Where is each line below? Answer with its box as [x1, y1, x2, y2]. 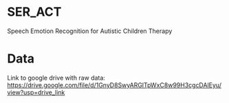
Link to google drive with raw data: [7, 73, 105, 82]
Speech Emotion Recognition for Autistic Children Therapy [7, 27, 173, 35]
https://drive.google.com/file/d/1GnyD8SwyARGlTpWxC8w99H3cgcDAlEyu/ [7, 80, 222, 89]
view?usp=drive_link [7, 88, 65, 96]
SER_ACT [7, 4, 62, 20]
